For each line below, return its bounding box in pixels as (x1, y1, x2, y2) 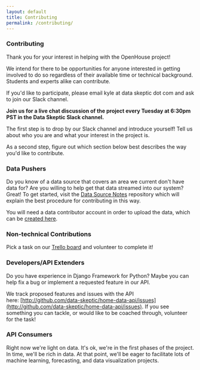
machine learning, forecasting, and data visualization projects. (6, 357, 159, 364)
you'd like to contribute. (6, 149, 64, 156)
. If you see (141, 303, 170, 310)
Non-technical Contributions (6, 230, 91, 238)
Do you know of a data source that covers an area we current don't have (6, 178, 185, 185)
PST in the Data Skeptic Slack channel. (6, 113, 104, 120)
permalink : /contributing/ (6, 20, 73, 26)
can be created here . (6, 215, 58, 222)
